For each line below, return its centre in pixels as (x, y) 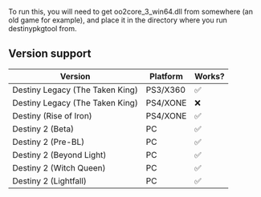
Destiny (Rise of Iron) (52, 115)
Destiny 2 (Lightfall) (49, 181)
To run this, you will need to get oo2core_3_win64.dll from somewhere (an (131, 12)
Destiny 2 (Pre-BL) (49, 142)
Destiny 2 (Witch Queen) (59, 167)
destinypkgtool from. (43, 28)
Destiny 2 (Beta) (43, 129)
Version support (50, 54)
